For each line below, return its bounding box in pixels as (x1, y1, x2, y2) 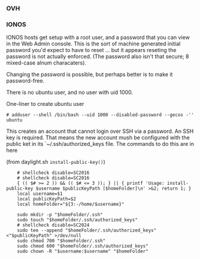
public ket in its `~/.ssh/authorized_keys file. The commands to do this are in (6, 141, 195, 148)
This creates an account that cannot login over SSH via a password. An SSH (6, 127, 194, 135)
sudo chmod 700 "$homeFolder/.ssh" (17, 238, 106, 244)
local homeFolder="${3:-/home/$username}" (17, 202, 125, 208)
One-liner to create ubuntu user (6, 100, 84, 108)
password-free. (6, 77, 45, 84)
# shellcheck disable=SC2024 (17, 223, 90, 228)
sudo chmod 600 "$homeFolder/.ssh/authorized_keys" (17, 243, 149, 249)
